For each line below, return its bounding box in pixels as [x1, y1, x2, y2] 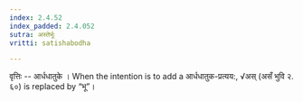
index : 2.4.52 [9, 13, 63, 23]
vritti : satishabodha [9, 38, 91, 48]
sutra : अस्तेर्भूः [9, 30, 55, 39]
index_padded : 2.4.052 [9, 22, 95, 31]
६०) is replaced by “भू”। [9, 81, 96, 92]
